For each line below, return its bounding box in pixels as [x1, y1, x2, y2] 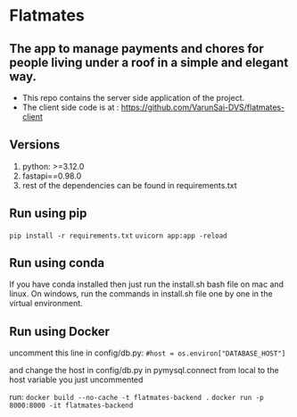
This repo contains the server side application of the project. [21, 93, 245, 103]
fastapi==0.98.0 [21, 171, 82, 181]
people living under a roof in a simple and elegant [9, 54, 289, 70]
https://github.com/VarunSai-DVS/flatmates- [120, 102, 285, 113]
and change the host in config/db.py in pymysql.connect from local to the [9, 365, 279, 376]
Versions [9, 138, 61, 153]
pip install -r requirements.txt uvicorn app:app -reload [9, 231, 227, 240]
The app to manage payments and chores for [9, 41, 265, 56]
